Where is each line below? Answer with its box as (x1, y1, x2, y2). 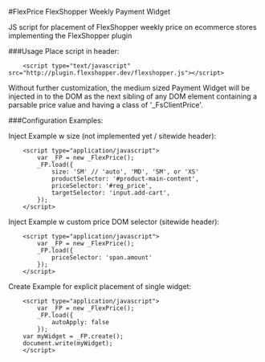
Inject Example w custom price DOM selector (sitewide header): (8, 217, 219, 226)
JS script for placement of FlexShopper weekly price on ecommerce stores (8, 22, 257, 31)
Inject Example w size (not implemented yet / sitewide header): (8, 132, 217, 140)
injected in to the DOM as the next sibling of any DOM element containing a (8, 92, 258, 101)
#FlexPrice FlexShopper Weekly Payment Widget (8, 7, 171, 16)
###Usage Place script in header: (8, 47, 120, 55)
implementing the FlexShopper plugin (8, 31, 132, 40)
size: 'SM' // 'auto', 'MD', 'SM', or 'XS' (51, 168, 199, 176)
